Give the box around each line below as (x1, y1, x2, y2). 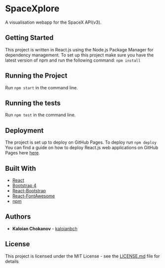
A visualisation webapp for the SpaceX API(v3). (5, 19, 102, 25)
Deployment (5, 126, 44, 135)
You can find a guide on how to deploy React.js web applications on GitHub (5, 145, 159, 151)
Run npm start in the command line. (5, 84, 78, 90)
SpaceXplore (5, 3, 60, 14)
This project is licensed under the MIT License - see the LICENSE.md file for (5, 253, 160, 259)
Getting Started (5, 34, 54, 42)
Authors (5, 213, 31, 221)
